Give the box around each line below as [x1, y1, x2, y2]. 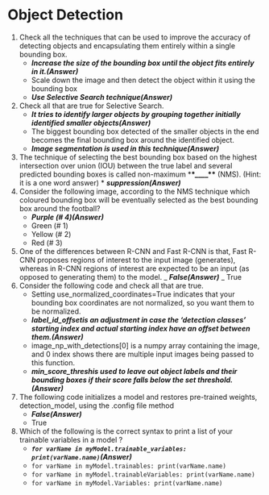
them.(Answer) [31, 332, 84, 342]
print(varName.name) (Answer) [31, 451, 132, 461]
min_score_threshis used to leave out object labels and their [31, 366, 238, 376]
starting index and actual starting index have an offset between [31, 323, 250, 333]
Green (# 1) [31, 220, 69, 231]
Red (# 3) [31, 238, 63, 247]
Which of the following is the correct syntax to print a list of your [19, 426, 234, 436]
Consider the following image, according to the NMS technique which [19, 186, 250, 196]
